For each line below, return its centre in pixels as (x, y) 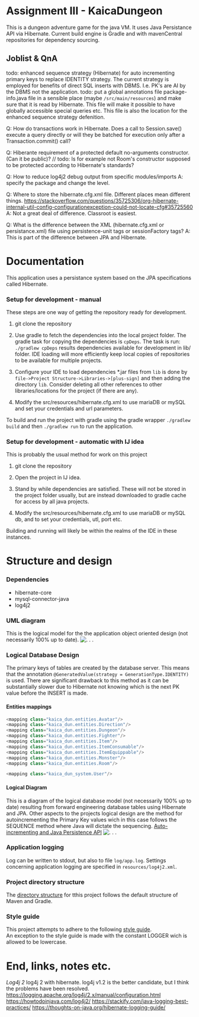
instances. (19, 537)
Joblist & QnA (32, 58)
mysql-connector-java (42, 599)
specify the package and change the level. (58, 183)
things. (15, 200)
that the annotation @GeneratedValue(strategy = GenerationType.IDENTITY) (98, 674)
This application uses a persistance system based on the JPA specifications (99, 277)
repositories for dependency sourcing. (53, 40)
